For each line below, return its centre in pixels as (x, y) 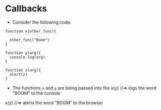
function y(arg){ (23, 53)
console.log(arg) (27, 57)
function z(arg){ (23, 70)
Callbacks (26, 9)
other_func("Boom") (30, 40)
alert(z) (19, 74)
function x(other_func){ (31, 31)
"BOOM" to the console (36, 93)
